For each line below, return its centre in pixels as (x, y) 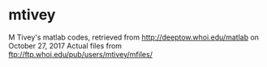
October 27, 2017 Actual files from (65, 45)
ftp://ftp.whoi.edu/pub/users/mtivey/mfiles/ (80, 54)
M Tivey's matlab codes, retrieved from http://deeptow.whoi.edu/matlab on (134, 37)
